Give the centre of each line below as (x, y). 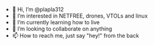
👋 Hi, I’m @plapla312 (38, 9)
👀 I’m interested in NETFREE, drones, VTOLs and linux (80, 16)
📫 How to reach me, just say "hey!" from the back (75, 36)
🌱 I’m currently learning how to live (56, 22)
